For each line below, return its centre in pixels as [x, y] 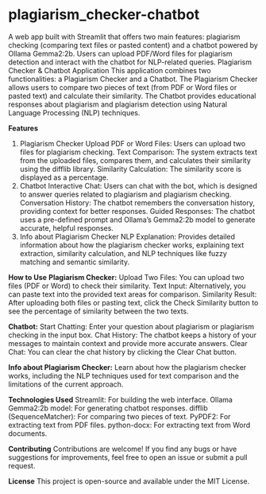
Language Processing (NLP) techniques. [74, 112]
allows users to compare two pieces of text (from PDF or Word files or [123, 87]
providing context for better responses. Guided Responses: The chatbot [137, 211]
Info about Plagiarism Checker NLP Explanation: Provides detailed [127, 236]
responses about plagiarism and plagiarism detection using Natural [118, 104]
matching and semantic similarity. [74, 262]
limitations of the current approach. [66, 384]
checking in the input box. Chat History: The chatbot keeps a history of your [132, 335]
